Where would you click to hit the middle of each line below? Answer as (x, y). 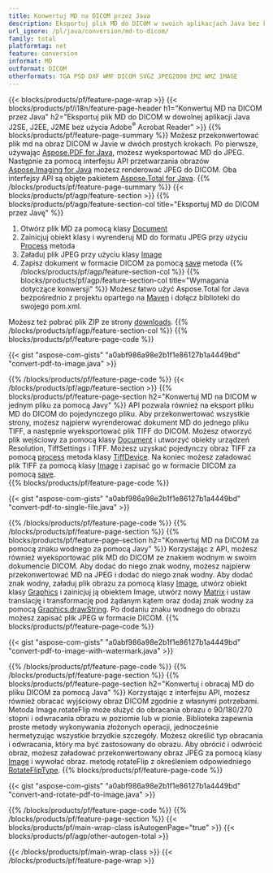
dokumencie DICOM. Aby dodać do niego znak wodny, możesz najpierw (129, 566)
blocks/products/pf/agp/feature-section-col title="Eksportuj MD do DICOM (134, 205)
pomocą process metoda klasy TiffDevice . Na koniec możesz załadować (130, 457)
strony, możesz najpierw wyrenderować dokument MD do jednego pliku (129, 422)
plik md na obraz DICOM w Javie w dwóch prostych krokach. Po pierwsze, (133, 144)
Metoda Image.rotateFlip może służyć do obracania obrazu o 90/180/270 (130, 710)
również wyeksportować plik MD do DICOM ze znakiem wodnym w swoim (132, 558)
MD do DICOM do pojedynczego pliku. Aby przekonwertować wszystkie (129, 414)
